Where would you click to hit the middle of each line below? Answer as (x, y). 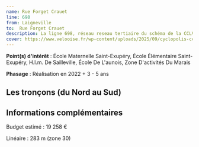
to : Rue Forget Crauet (36, 28)
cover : (14, 39)
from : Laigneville (29, 23)
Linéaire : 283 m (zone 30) (38, 138)
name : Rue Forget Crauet (37, 12)
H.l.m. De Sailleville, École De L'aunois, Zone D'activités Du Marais (110, 62)
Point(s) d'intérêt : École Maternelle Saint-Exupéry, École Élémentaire (92, 56)
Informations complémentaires (65, 112)
